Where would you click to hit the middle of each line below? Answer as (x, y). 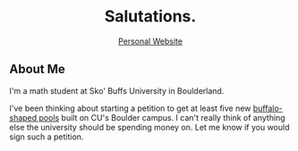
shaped (23, 117)
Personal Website (150, 41)
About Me (37, 69)
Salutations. (150, 17)
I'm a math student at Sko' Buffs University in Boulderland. (117, 90)
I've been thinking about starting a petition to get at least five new (130, 108)
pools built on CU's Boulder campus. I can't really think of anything (162, 117)
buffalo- (268, 108)
